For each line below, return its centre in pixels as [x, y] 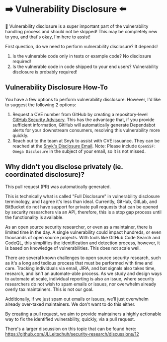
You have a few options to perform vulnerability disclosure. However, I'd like [83, 99]
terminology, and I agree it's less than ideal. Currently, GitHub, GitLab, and [81, 202]
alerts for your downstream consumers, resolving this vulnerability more [86, 130]
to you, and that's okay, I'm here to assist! [48, 37]
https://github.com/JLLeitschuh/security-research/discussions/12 [72, 334]
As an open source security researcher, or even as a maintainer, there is [79, 227]
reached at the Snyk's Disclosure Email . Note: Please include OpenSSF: [84, 146]
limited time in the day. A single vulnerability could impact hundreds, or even [83, 232]
